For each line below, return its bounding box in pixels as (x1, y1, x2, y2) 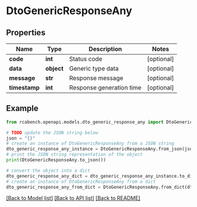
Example (6, 103, 39, 113)
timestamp (9, 84, 40, 92)
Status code (69, 55, 103, 63)
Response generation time (69, 84, 142, 92)
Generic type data (69, 65, 119, 72)
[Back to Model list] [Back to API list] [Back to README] (6, 195, 141, 202)
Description (89, 45, 122, 53)
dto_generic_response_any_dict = (6, 173, 88, 179)
